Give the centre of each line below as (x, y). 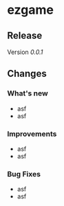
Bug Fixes (24, 174)
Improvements (32, 133)
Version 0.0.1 (25, 52)
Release (25, 36)
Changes (27, 74)
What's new (28, 93)
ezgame (30, 10)
